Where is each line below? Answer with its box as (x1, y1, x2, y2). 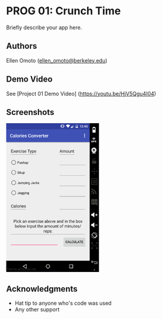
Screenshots (6, 107, 55, 117)
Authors (6, 41, 37, 51)
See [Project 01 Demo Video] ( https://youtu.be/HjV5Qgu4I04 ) (6, 90, 156, 97)
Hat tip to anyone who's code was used (14, 299, 112, 307)
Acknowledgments (6, 284, 78, 294)
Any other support (14, 306, 60, 313)
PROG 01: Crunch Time (6, 4, 121, 18)
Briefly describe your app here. (6, 24, 82, 31)
